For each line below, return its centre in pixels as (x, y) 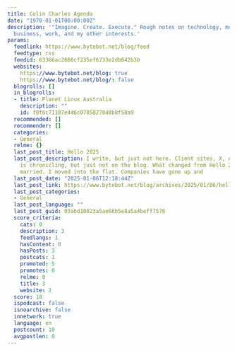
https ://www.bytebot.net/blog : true (74, 73)
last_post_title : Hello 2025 (56, 152)
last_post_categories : (47, 192)
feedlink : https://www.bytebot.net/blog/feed (82, 47)
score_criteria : (37, 218)
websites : (28, 67)
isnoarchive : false (42, 310)
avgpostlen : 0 (34, 336)
